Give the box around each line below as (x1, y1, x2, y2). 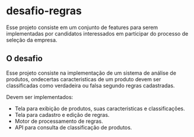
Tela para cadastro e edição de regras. (14, 111, 110, 118)
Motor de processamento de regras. (14, 117, 103, 125)
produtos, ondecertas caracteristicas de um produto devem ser (6, 75, 161, 82)
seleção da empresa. (6, 36, 58, 43)
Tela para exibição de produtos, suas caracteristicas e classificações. (14, 105, 185, 112)
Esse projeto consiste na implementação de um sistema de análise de (6, 69, 177, 77)
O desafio (6, 53, 43, 63)
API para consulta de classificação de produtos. (14, 123, 132, 131)
